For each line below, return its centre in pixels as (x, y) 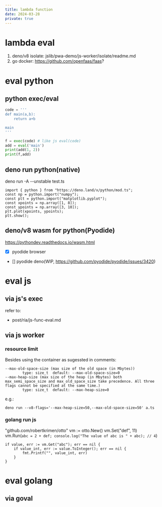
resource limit (22, 349)
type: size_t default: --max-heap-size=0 (66, 390)
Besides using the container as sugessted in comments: (61, 359)
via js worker (25, 335)
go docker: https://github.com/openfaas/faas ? (58, 61)
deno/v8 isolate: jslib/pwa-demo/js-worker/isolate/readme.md (74, 56)
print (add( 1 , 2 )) (22, 150)
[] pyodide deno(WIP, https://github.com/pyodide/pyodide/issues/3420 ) (84, 261)
